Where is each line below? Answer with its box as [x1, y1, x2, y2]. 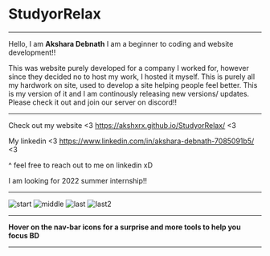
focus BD [8, 230, 40, 240]
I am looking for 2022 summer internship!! [8, 175, 147, 185]
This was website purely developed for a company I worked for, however [8, 63, 249, 72]
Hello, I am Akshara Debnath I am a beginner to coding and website [8, 39, 234, 48]
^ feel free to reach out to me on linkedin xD [8, 160, 153, 170]
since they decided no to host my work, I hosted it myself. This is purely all [8, 72, 256, 81]
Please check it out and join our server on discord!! [8, 97, 178, 107]
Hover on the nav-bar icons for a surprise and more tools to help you [8, 222, 241, 232]
